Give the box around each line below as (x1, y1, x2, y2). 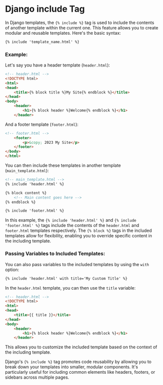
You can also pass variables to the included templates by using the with (5, 261, 149, 267)
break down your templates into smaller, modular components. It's (5, 364, 138, 370)
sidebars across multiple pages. (5, 374, 69, 380)
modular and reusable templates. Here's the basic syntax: (5, 30, 121, 36)
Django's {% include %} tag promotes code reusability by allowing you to (5, 359, 152, 365)
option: (5, 267, 20, 272)
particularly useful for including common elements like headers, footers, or (5, 369, 155, 375)
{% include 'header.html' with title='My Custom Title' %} (5, 276, 128, 281)
